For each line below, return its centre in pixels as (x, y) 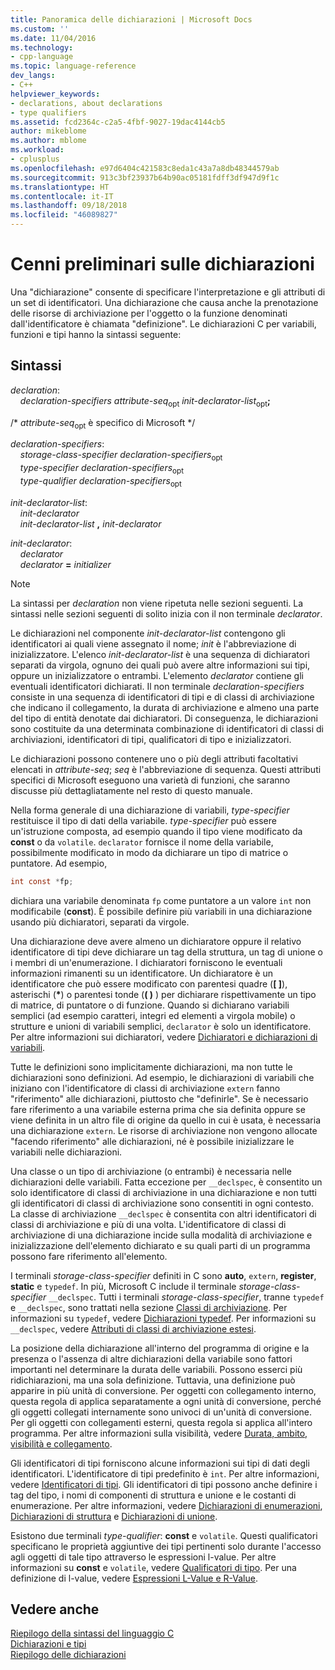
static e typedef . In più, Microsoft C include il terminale (123, 1286)
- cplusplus (35, 159)
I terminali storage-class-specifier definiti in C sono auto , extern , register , (163, 1275)
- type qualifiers (48, 112)
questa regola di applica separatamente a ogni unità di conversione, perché (166, 1401)
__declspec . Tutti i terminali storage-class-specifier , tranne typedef (186, 1297)
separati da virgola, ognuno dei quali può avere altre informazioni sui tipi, (160, 665)
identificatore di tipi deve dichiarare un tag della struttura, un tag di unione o (167, 952)
